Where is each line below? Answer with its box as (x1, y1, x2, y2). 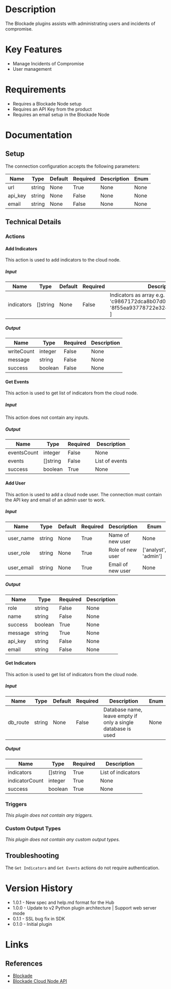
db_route (8, 718, 30, 726)
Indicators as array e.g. (109, 291, 165, 299)
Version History (5, 883, 73, 894)
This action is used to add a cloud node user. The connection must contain (5, 491, 162, 497)
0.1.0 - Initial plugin (12, 921, 52, 927)
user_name (8, 534, 35, 542)
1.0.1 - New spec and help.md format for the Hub (12, 899, 115, 905)
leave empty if (103, 712, 137, 719)
